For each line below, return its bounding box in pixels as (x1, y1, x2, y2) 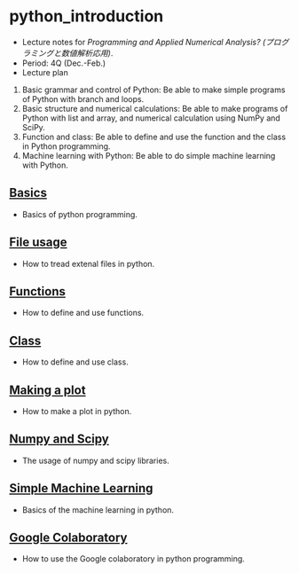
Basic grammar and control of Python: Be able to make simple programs (21, 84, 286, 95)
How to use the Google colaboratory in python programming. (21, 553, 246, 564)
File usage (9, 235, 67, 250)
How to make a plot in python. (21, 406, 132, 416)
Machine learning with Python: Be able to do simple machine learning (21, 150, 276, 161)
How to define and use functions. (21, 308, 145, 318)
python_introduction (9, 6, 164, 27)
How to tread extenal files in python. (21, 258, 155, 269)
